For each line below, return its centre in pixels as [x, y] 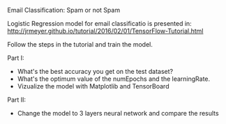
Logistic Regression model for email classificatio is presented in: [99, 23]
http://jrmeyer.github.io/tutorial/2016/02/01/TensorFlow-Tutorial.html [105, 31]
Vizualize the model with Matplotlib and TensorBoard [93, 86]
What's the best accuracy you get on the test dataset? [95, 71]
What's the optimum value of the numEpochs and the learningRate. [114, 79]
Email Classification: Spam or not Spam [64, 10]
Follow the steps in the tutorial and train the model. [80, 44]
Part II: [17, 100]
